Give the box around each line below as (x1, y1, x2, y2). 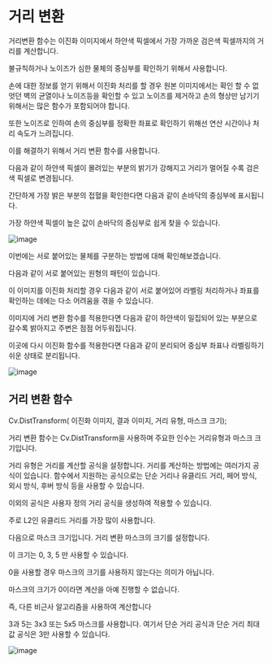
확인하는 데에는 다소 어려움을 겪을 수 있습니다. (8, 295, 154, 305)
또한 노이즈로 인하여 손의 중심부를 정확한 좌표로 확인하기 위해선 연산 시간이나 (8, 118, 252, 128)
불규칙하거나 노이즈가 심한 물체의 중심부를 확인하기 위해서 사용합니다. (8, 63, 227, 73)
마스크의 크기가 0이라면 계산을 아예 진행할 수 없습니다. (8, 584, 180, 594)
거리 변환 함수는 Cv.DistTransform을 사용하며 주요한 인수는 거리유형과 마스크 (8, 433, 253, 443)
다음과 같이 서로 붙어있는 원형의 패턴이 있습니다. (8, 268, 161, 277)
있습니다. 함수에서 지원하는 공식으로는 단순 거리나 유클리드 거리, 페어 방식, (23, 470, 257, 480)
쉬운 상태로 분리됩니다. (8, 351, 80, 360)
